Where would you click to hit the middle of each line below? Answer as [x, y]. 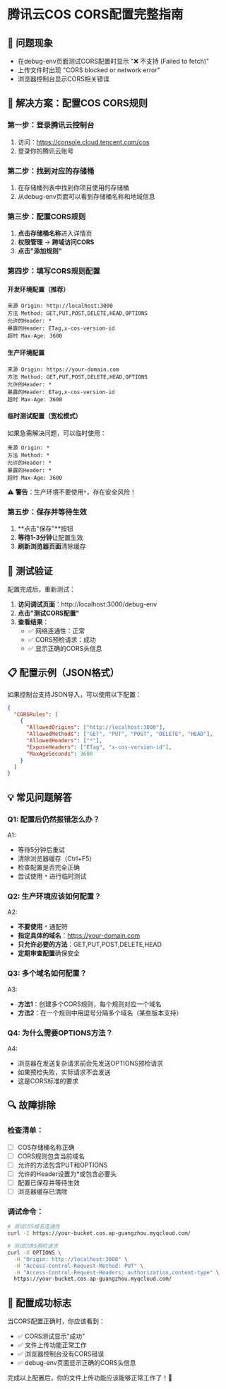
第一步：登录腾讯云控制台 [51, 125]
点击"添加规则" [40, 251]
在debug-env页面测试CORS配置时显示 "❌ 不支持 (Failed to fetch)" [113, 61]
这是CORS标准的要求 [48, 1080]
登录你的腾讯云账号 [46, 151]
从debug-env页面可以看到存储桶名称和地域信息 [86, 196]
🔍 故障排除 [32, 1106]
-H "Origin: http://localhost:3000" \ [71, 1259]
